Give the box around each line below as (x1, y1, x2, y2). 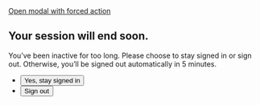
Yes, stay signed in (23, 76, 80, 85)
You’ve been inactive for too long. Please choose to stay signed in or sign (8, 50, 252, 60)
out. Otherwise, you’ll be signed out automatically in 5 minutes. (8, 59, 217, 69)
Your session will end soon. (8, 30, 149, 43)
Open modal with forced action (8, 6, 111, 15)
